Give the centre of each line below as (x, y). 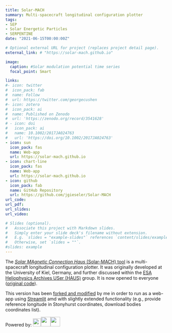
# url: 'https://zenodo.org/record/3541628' (55, 119)
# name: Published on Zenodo (38, 114)
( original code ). (21, 283)
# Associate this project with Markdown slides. (60, 228)
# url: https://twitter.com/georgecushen (51, 100)
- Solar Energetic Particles (36, 29)
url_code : (16, 200)
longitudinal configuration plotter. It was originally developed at (95, 267)
